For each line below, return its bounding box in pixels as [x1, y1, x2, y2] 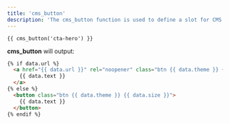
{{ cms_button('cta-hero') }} [7, 35, 94, 42]
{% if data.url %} [7, 60, 60, 67]
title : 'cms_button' [7, 10, 66, 17]
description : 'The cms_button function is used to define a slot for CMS [7, 16, 222, 23]
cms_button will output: [7, 47, 75, 55]
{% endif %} [7, 110, 41, 118]
